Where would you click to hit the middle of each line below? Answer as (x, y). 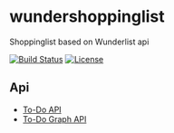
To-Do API (42, 109)
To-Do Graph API (54, 119)
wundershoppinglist (87, 17)
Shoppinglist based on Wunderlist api (79, 42)
